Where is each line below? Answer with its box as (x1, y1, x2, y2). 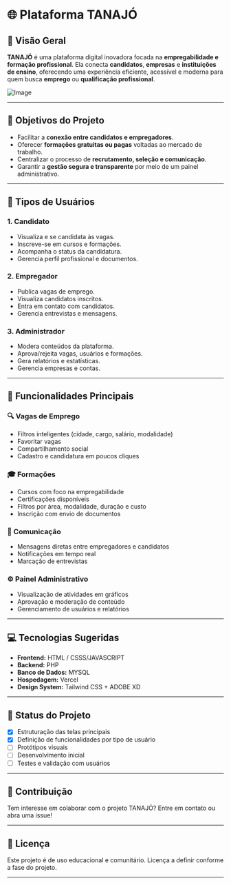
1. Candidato (7, 217, 50, 227)
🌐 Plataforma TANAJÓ (7, 7, 137, 23)
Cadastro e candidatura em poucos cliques (16, 451, 140, 460)
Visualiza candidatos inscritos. (16, 294, 104, 303)
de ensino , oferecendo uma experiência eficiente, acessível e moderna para (7, 68, 223, 76)
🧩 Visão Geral (7, 34, 67, 46)
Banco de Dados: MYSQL (16, 669, 91, 677)
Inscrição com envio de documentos (16, 510, 121, 518)
